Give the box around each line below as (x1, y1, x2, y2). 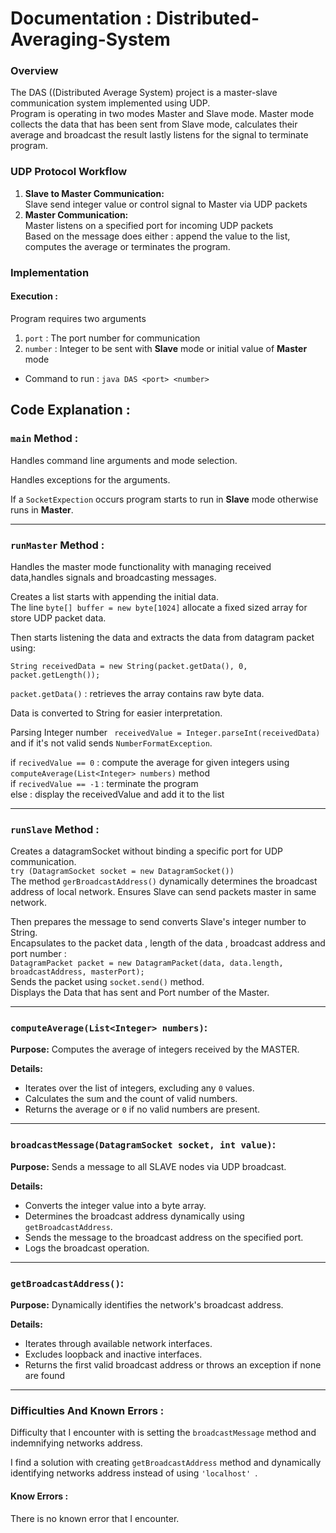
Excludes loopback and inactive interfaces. (24, 1348, 203, 1361)
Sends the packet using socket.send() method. (10, 976, 205, 988)
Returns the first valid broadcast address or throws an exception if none (24, 1359, 322, 1371)
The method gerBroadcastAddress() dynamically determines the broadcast (10, 875, 318, 887)
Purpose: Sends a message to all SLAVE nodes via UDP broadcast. (10, 1160, 287, 1172)
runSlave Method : (10, 822, 100, 836)
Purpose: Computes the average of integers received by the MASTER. (10, 1043, 300, 1056)
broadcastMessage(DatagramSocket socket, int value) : (10, 1138, 277, 1152)
